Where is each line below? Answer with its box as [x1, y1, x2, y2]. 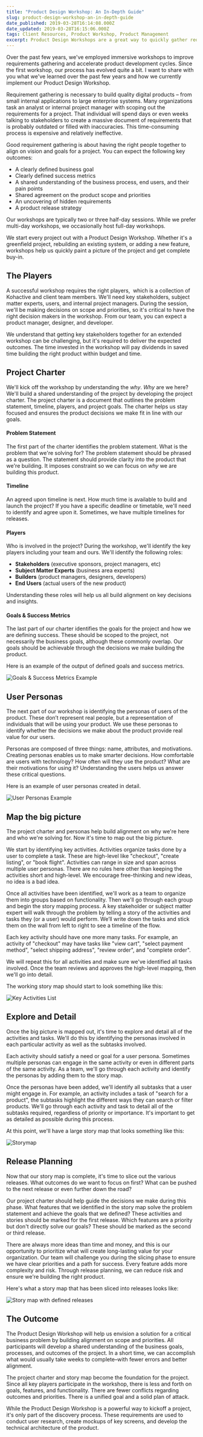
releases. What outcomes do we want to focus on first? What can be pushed [6, 1179, 197, 1186]
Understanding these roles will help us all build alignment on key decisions [6, 592, 192, 599]
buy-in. [6, 253, 24, 260]
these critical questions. [6, 771, 66, 778]
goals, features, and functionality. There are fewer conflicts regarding [6, 1386, 179, 1393]
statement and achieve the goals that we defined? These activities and [6, 1210, 182, 1217]
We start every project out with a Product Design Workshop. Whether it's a [6, 234, 192, 241]
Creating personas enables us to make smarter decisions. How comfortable [6, 752, 195, 759]
